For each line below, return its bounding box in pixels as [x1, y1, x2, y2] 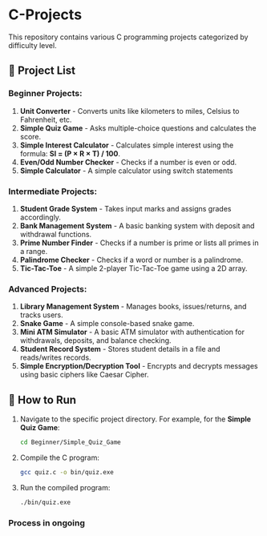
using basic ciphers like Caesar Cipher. [19, 370, 149, 380]
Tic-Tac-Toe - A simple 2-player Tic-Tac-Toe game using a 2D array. [19, 263, 248, 273]
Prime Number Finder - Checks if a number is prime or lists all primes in [19, 238, 259, 248]
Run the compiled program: [19, 482, 111, 492]
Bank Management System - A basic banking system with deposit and [19, 220, 255, 230]
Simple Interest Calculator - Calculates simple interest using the [19, 140, 234, 150]
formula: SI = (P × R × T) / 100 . [19, 148, 120, 158]
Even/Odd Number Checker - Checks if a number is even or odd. [19, 157, 237, 167]
